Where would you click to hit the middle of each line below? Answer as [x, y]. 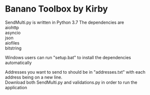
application [16, 87]
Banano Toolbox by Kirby [56, 9]
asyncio [13, 32]
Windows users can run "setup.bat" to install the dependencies [68, 57]
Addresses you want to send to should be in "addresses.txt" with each [75, 72]
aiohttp [12, 27]
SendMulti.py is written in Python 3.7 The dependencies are [65, 22]
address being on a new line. [34, 77]
